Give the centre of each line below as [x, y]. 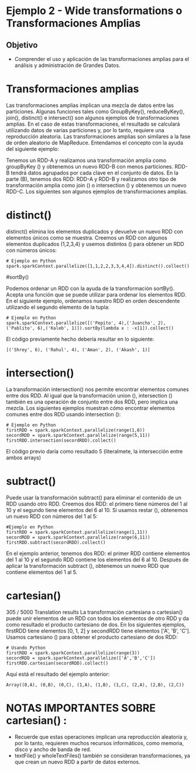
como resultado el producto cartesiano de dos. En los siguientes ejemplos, [96, 624]
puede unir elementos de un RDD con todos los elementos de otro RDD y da [97, 618]
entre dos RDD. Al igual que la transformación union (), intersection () [89, 395]
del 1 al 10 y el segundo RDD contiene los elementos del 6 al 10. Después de [97, 560]
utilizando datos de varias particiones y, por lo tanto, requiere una [85, 130]
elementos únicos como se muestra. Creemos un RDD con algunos [87, 238]
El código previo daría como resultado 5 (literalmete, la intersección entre [94, 451]
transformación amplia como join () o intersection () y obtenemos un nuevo [96, 185]
